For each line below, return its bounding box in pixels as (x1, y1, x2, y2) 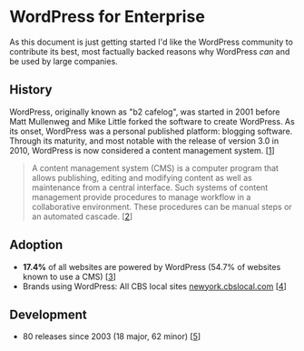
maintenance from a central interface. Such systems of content (31, 182, 269, 193)
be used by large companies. (9, 55, 118, 66)
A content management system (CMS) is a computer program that (31, 162, 279, 174)
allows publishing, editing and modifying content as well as (31, 172, 252, 183)
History (9, 82, 53, 97)
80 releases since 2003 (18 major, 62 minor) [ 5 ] (22, 331, 201, 342)
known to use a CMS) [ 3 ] (22, 271, 116, 282)
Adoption (9, 237, 64, 253)
